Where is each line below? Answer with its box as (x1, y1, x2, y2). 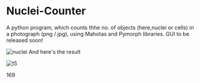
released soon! (6, 36, 43, 44)
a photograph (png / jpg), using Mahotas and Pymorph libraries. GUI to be (6, 30, 190, 37)
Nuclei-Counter (6, 4, 86, 18)
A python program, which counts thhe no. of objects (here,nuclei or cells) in (6, 24, 194, 31)
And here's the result (28, 48, 81, 55)
